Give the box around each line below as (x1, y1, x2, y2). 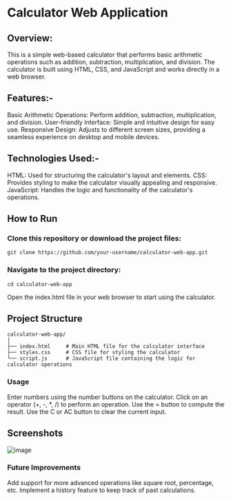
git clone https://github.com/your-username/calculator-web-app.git (7, 249, 208, 256)
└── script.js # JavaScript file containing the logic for (7, 355, 196, 362)
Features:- (7, 92, 54, 104)
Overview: (7, 32, 53, 44)
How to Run (7, 213, 58, 225)
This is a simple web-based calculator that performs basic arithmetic (7, 50, 203, 59)
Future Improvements (7, 463, 81, 473)
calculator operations (7, 361, 72, 368)
